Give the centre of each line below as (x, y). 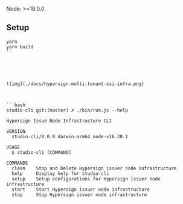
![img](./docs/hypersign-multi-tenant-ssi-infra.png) (75, 84)
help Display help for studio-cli (61, 174)
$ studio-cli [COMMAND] (41, 152)
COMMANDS (17, 163)
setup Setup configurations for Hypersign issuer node (86, 179)
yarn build (20, 47)
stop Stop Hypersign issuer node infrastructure (79, 195)
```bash (16, 105)
